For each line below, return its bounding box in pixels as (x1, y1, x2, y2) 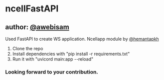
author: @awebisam (5, 23, 70, 31)
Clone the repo (12, 46, 43, 51)
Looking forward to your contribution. (5, 68, 99, 75)
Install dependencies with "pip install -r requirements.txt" (12, 51, 130, 57)
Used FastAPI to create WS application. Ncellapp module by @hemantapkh (5, 36, 160, 42)
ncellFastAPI (5, 3, 59, 14)
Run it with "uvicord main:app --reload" (12, 56, 94, 62)
